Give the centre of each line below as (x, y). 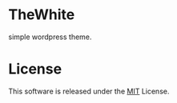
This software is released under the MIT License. (89, 91)
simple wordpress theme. (50, 37)
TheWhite (42, 15)
